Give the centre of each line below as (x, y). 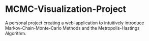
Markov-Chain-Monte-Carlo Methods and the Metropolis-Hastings (73, 28)
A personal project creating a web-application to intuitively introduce (74, 23)
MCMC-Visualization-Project (66, 9)
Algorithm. (15, 33)
